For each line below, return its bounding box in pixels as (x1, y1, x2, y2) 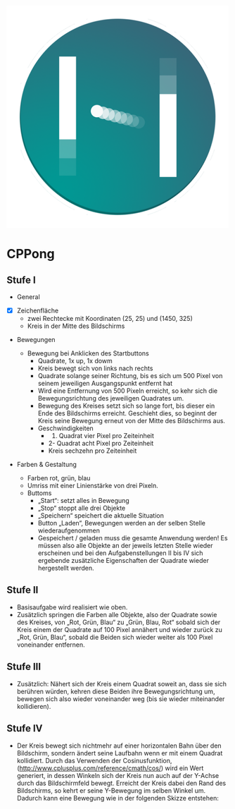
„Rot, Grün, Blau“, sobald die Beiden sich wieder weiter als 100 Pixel (16, 633, 213, 641)
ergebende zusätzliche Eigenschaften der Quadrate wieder (37, 556, 209, 565)
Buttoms (27, 489, 52, 497)
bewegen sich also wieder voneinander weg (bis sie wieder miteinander (16, 694, 225, 703)
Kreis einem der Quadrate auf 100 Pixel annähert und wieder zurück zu (16, 625, 222, 633)
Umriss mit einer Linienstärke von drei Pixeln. (27, 482, 159, 490)
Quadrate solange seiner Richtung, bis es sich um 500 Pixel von (37, 372, 223, 380)
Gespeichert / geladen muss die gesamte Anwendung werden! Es (37, 534, 228, 542)
